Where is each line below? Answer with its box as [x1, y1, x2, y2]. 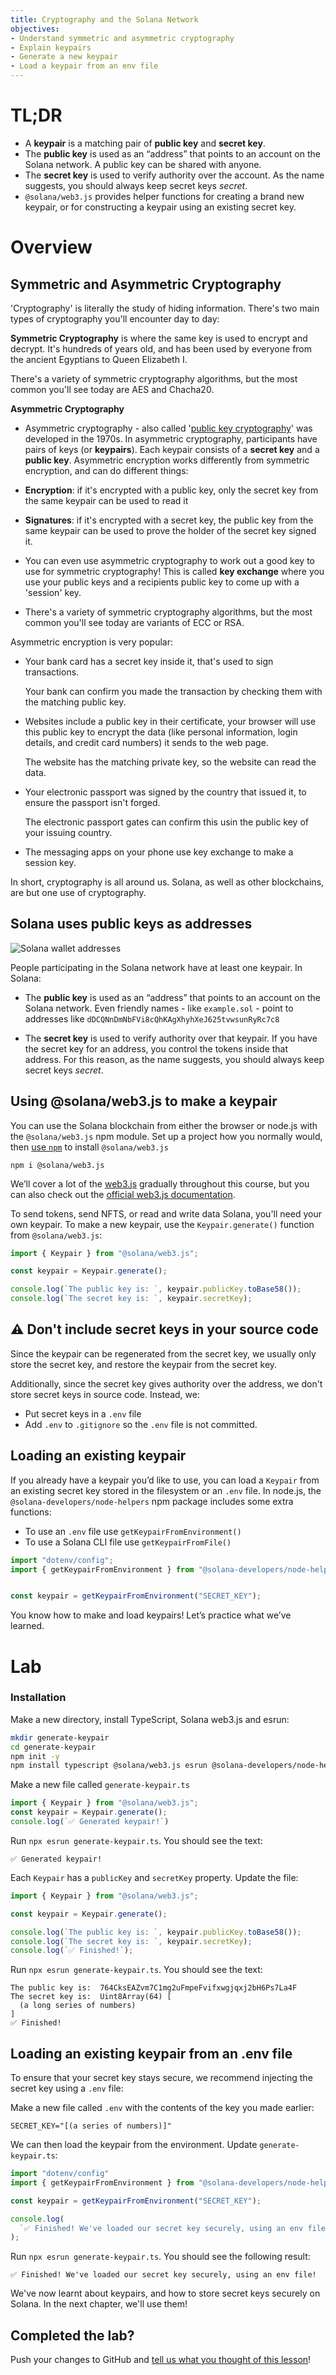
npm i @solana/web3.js [10, 1160, 105, 1170]
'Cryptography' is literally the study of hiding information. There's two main [10, 302, 320, 314]
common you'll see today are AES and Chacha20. [10, 383, 215, 395]
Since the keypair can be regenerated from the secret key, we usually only [10, 1347, 317, 1360]
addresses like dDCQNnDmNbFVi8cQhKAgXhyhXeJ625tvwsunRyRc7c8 [24, 1012, 280, 1025]
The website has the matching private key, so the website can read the [24, 756, 317, 768]
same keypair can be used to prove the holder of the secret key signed [24, 524, 317, 536]
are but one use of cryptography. [10, 886, 147, 898]
